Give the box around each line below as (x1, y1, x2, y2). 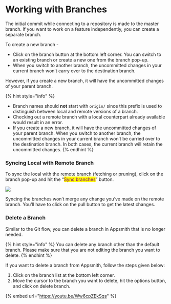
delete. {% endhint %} (5, 252, 52, 258)
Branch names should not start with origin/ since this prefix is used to (12, 103, 162, 109)
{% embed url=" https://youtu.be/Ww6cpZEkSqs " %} (5, 293, 117, 299)
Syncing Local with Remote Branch (5, 159, 94, 166)
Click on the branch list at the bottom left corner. (12, 272, 115, 278)
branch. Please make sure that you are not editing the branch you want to (5, 247, 160, 253)
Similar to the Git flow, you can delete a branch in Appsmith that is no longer (5, 226, 165, 232)
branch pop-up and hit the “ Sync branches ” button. (5, 176, 114, 183)
